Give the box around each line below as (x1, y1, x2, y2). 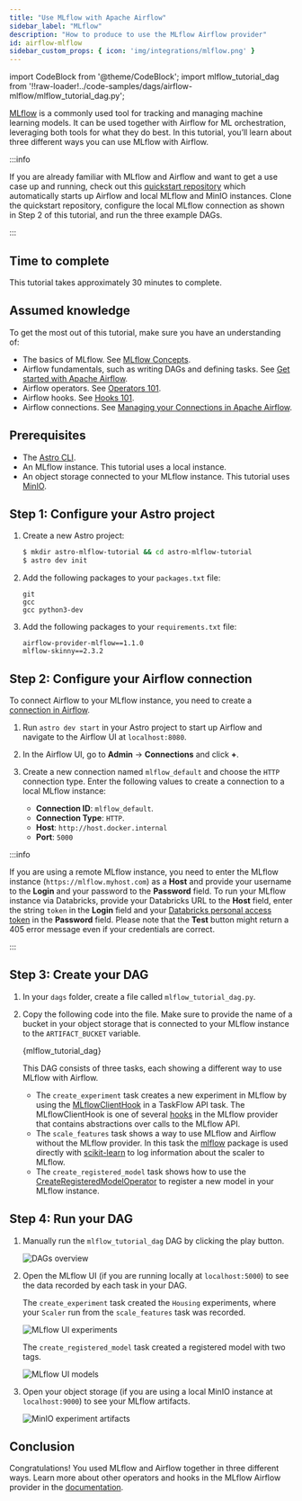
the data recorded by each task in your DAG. (22, 1280, 187, 1290)
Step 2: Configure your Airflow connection (9, 671, 253, 687)
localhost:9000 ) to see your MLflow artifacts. (22, 1396, 191, 1407)
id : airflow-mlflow (9, 38, 83, 48)
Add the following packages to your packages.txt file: (22, 572, 221, 583)
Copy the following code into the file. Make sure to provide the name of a (22, 1009, 293, 1020)
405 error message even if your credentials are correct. (9, 923, 216, 934)
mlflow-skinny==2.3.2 (22, 647, 103, 656)
